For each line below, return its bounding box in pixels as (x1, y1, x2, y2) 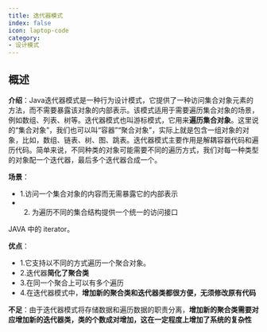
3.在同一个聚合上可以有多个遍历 (19, 278, 125, 287)
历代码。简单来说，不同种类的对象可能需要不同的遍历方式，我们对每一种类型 (8, 145, 259, 154)
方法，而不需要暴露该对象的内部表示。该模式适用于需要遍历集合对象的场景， (8, 105, 259, 115)
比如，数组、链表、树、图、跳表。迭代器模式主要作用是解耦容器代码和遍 (21, 135, 259, 144)
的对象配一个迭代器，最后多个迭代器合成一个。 (8, 154, 161, 164)
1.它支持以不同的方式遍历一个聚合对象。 (19, 258, 151, 268)
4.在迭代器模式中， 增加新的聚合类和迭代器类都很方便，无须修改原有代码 (19, 287, 257, 297)
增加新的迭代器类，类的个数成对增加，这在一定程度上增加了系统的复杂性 (14, 314, 252, 324)
